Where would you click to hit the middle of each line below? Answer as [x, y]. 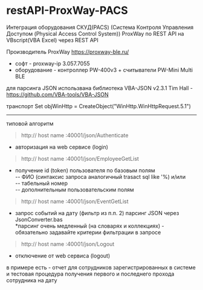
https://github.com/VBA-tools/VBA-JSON [57, 94]
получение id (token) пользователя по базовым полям [85, 170]
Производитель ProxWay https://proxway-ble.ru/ [68, 51]
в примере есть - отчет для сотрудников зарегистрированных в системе [101, 267]
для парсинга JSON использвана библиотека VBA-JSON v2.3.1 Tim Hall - [100, 88]
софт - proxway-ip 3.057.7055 [53, 63]
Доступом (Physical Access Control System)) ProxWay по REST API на [95, 33]
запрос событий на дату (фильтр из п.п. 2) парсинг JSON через [97, 213]
